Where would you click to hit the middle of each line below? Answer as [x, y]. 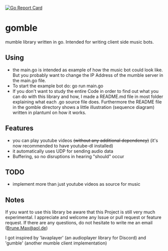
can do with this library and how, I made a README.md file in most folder [88, 96]
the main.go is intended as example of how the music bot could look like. [88, 70]
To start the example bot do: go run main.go [58, 86]
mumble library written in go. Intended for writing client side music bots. [79, 42]
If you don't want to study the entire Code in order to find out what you [86, 91]
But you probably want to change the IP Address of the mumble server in [88, 75]
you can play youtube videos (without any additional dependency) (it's [85, 140]
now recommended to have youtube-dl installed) [63, 146]
